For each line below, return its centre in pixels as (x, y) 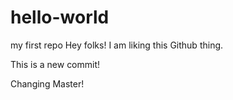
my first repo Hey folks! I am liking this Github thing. (117, 45)
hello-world (60, 17)
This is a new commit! (55, 64)
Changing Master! (47, 83)
